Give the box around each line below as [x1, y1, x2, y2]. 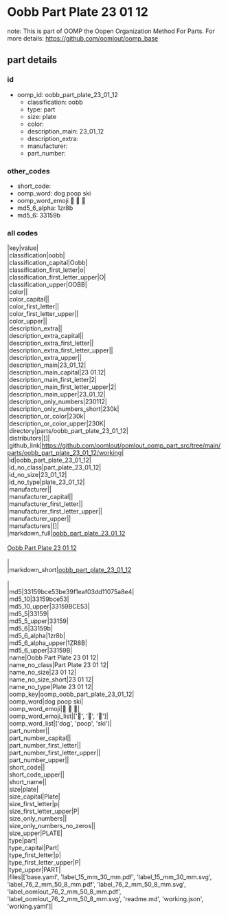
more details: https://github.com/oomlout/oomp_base [7, 34, 159, 42]
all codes [7, 228, 38, 238]
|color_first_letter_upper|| [7, 310, 79, 318]
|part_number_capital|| [7, 734, 71, 742]
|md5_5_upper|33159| [7, 617, 69, 625]
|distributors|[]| [7, 434, 50, 443]
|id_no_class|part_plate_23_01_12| [7, 463, 102, 472]
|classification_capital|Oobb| [7, 259, 88, 267]
